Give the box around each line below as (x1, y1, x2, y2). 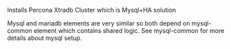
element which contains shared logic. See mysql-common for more (33, 27, 225, 35)
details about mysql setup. (7, 34, 83, 42)
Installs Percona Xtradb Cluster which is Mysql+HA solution (7, 6, 177, 14)
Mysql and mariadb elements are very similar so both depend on (7, 19, 190, 27)
